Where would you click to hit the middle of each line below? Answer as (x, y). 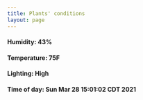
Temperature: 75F (34, 58)
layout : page (26, 20)
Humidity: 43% (30, 42)
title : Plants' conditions (46, 13)
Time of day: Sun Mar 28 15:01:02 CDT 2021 (72, 89)
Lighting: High (28, 74)
